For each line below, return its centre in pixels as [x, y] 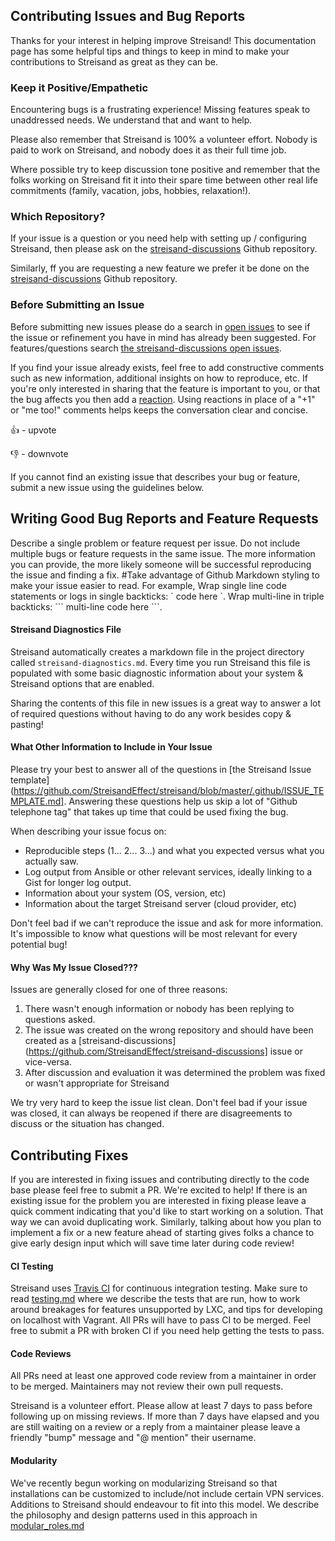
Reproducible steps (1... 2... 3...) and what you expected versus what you [174, 850]
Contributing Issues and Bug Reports [128, 16]
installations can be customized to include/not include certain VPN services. [167, 1493]
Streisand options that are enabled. [82, 683]
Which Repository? [58, 217]
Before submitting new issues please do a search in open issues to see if [160, 326]
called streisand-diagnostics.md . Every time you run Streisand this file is [160, 662]
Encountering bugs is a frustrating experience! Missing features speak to [160, 110]
